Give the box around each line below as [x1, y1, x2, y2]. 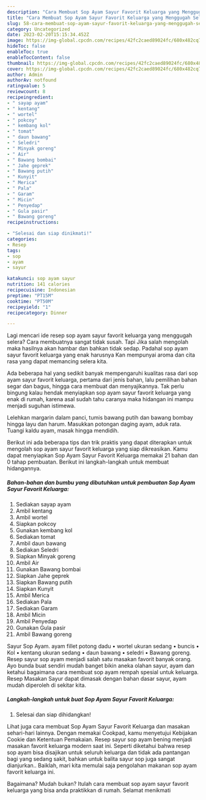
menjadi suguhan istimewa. [7, 402, 76, 410]
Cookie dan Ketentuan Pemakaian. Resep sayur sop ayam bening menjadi [7, 736, 193, 743]
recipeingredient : [7, 94, 54, 100]
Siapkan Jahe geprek [15, 572, 70, 580]
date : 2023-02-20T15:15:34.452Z [7, 32, 89, 38]
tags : [7, 247, 21, 254]
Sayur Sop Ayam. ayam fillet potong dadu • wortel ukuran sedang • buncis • [7, 643, 199, 650]
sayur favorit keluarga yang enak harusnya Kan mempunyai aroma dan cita [7, 351, 195, 358]
